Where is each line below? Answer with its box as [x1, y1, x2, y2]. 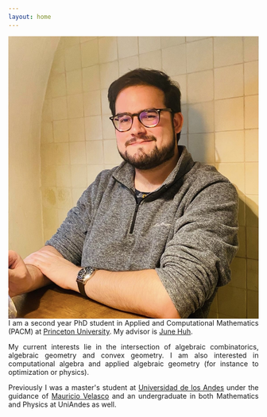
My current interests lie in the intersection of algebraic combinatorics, [8, 342, 259, 352]
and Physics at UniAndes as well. [8, 400, 117, 409]
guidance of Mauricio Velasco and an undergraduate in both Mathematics [8, 392, 259, 401]
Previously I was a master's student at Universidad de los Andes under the [8, 383, 260, 392]
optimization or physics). [8, 368, 90, 377]
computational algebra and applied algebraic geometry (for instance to [8, 359, 259, 369]
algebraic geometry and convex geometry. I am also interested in [8, 350, 259, 361]
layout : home [8, 13, 52, 21]
